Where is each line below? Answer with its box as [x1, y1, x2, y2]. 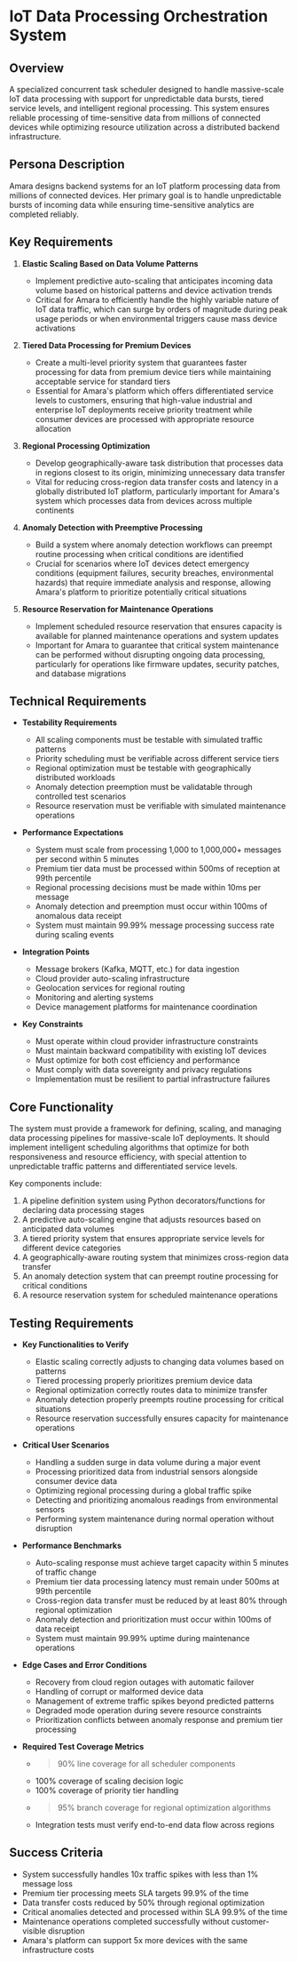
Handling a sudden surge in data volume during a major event [35, 1457, 262, 1468]
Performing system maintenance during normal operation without [35, 1513, 275, 1525]
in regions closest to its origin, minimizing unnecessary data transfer [35, 467, 286, 477]
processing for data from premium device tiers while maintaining [35, 366, 272, 377]
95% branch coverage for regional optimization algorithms [57, 1802, 271, 1814]
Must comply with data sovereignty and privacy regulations [35, 1065, 253, 1075]
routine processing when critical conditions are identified [35, 548, 244, 559]
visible [21, 1926, 46, 1936]
